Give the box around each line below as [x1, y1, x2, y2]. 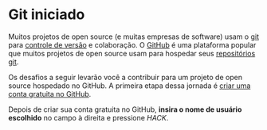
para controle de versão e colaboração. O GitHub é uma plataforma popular [8, 40, 257, 49]
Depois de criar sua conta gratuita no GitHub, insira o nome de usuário [8, 105, 242, 114]
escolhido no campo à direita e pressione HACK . [8, 113, 169, 122]
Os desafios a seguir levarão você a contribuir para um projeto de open [8, 72, 243, 82]
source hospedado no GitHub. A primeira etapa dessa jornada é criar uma [8, 81, 251, 90]
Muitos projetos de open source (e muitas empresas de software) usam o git [8, 32, 259, 41]
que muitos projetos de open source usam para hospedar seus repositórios [8, 48, 256, 58]
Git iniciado [8, 6, 85, 24]
